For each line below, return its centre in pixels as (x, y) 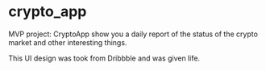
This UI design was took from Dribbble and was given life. (104, 58)
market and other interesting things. (68, 42)
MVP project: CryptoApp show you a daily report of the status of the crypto (133, 34)
